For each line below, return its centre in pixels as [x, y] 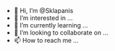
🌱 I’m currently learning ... [51, 25]
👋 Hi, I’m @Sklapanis [44, 11]
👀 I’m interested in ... [43, 18]
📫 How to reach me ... [46, 40]
